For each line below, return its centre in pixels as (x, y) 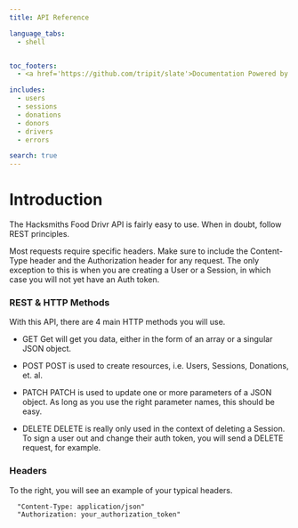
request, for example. (61, 448)
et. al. (32, 376)
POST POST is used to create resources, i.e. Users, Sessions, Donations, (155, 366)
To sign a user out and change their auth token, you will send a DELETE (153, 438)
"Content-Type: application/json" (81, 507)
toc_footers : (33, 66)
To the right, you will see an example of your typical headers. (121, 490)
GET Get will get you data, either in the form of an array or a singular (147, 339)
